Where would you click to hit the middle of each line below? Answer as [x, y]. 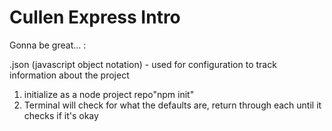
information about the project [69, 75]
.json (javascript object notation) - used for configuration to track [143, 64]
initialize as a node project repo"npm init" [109, 94]
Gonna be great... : [48, 45]
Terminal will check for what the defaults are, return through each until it [172, 105]
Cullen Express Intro [95, 17]
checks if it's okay [61, 115]
